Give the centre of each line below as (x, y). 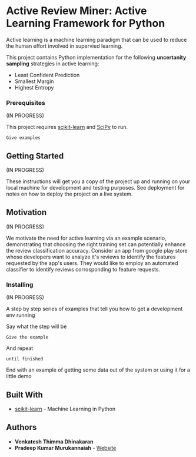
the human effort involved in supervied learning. (64, 46)
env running (21, 315)
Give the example (27, 337)
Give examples (24, 138)
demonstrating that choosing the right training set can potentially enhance (96, 244)
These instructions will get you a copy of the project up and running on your (98, 181)
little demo (19, 376)
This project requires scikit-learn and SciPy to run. (67, 127)
